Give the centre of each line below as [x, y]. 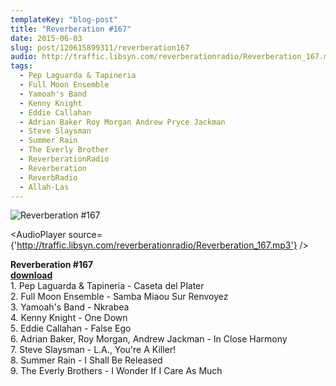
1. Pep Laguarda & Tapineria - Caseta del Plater [107, 286]
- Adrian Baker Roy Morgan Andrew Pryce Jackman [122, 122]
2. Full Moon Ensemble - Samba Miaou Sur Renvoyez [119, 297]
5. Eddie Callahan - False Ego [71, 328]
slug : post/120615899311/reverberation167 [100, 47]
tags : [21, 66]
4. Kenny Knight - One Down [69, 318]
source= [85, 235]
